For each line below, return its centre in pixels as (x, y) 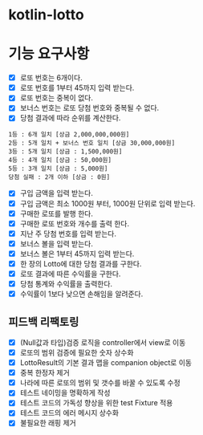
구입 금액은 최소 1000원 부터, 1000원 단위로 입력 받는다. (108, 203)
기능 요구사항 (49, 54)
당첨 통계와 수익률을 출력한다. (66, 284)
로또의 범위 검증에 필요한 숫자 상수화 (77, 352)
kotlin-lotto (46, 15)
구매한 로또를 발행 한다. (57, 213)
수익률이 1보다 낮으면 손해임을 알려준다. (81, 294)
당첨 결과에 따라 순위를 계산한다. (70, 118)
